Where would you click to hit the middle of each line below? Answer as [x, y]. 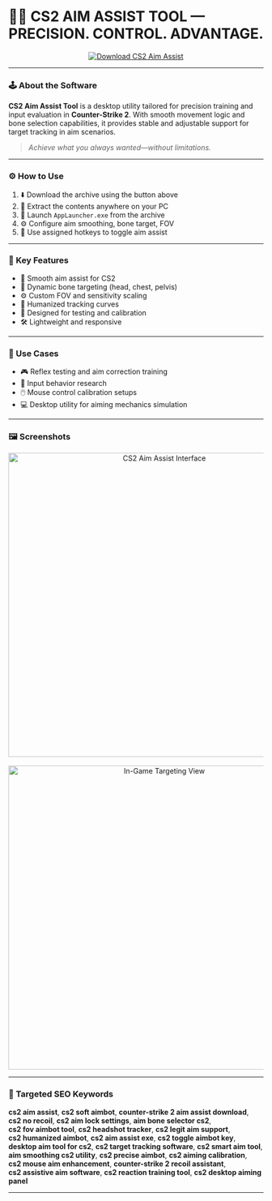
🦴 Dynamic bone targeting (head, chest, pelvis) [99, 286]
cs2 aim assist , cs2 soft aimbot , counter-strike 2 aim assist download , [129, 1112]
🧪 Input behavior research [63, 384]
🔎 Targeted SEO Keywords [61, 1094]
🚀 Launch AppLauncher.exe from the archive [92, 215]
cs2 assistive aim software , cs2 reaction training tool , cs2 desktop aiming [135, 1172]
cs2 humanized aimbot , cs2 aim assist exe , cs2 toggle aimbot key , [122, 1138]
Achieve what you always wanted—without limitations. [120, 148]
